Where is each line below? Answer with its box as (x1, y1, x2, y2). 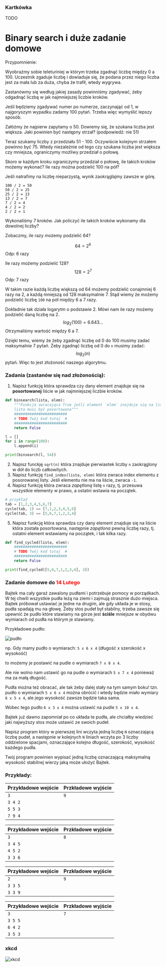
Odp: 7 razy (5, 276, 29, 283)
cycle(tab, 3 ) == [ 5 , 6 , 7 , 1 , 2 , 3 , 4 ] (5, 511, 77, 516)
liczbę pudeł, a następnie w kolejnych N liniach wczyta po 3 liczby (5, 734, 139, 740)
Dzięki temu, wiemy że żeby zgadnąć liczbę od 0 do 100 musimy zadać (5, 337, 150, 343)
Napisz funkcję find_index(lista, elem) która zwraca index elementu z (12, 472, 159, 478)
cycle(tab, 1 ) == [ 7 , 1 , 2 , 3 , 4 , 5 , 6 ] (5, 506, 77, 511)
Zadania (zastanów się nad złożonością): (5, 372, 105, 379)
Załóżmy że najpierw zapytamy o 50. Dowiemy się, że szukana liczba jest (5, 124, 155, 130)
